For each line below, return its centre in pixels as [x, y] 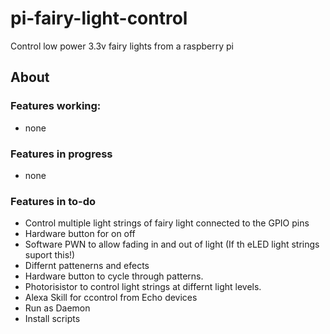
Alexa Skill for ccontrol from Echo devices [111, 298]
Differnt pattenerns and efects [87, 266]
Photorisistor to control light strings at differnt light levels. [143, 287]
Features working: [56, 106]
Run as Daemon [57, 308]
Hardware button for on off [80, 234]
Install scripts [52, 319]
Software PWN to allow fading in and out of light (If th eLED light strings [172, 244]
